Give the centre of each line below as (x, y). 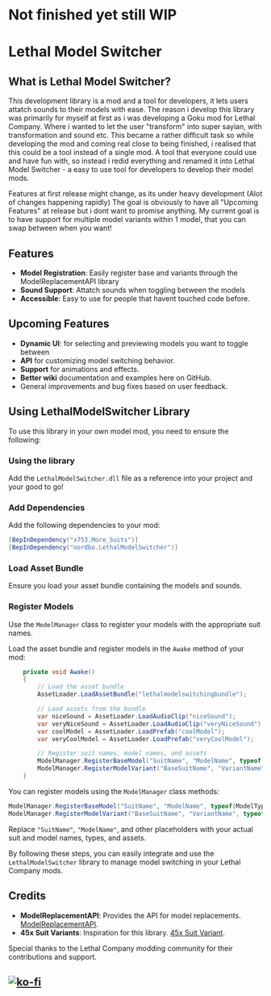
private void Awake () (59, 672)
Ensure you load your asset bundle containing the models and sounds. (125, 586)
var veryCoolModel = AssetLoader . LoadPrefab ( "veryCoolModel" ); (146, 739)
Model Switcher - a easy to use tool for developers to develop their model (131, 169)
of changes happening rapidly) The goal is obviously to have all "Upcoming (133, 203)
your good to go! (36, 487)
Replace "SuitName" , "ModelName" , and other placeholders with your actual (131, 829)
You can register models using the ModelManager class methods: (114, 791)
